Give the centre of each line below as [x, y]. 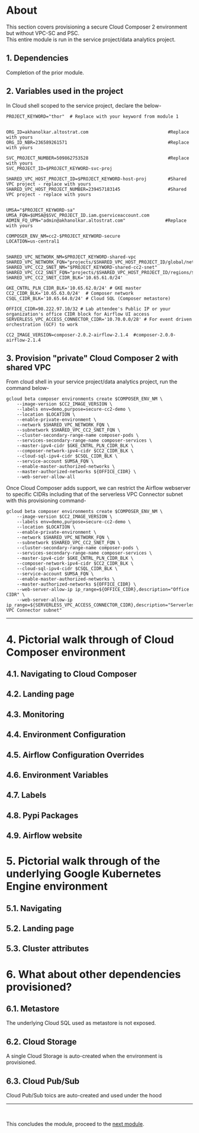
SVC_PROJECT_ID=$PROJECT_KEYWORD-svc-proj [59, 168]
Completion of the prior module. [45, 73]
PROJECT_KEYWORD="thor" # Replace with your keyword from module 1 [92, 117]
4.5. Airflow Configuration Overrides [75, 755]
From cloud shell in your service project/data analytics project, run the [92, 382]
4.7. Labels [26, 795]
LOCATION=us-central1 [33, 241]
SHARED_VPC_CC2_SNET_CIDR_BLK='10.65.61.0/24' [65, 278]
